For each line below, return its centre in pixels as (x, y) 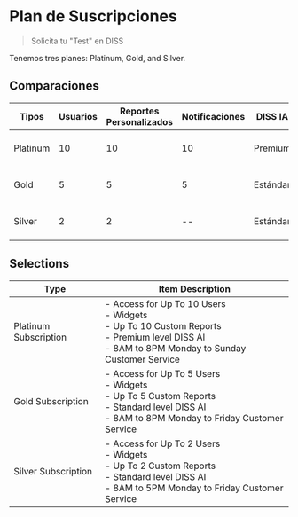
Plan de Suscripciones (93, 16)
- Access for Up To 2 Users (163, 443)
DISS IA (272, 116)
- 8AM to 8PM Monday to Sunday (176, 348)
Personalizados (140, 121)
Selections (39, 264)
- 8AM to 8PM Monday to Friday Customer (194, 418)
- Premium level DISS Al (155, 337)
